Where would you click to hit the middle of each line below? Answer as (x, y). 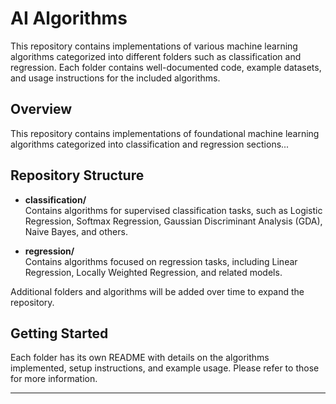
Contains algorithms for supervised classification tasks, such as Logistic (173, 210)
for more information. (54, 379)
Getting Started (59, 333)
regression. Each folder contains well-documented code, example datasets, (166, 67)
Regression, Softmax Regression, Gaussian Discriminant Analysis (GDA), (173, 221)
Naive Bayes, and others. (76, 231)
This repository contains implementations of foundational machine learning (165, 133)
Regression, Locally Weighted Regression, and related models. (153, 272)
